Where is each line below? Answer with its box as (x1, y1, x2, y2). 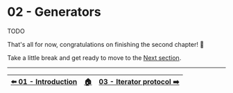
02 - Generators (7, 4, 102, 20)
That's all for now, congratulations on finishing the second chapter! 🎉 (7, 40, 205, 48)
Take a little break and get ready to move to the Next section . (7, 53, 182, 62)
